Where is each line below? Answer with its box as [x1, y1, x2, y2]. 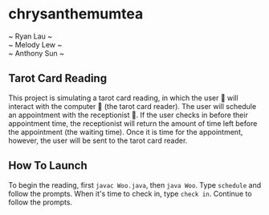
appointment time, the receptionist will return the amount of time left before [8, 118, 258, 128]
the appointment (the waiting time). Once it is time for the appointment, [8, 127, 243, 136]
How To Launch [8, 159, 88, 172]
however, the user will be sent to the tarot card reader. [8, 136, 188, 145]
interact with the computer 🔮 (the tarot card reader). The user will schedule [8, 101, 257, 111]
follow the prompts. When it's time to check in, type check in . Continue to [8, 189, 252, 198]
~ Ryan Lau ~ [8, 31, 53, 41]
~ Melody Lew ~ [8, 39, 63, 49]
